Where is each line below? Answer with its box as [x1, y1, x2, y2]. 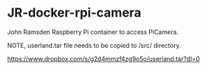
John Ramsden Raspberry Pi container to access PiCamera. [7, 28, 179, 36]
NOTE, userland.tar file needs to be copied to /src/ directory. [7, 41, 181, 49]
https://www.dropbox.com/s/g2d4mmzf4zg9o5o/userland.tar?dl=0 [7, 54, 200, 63]
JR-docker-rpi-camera [7, 5, 141, 21]
